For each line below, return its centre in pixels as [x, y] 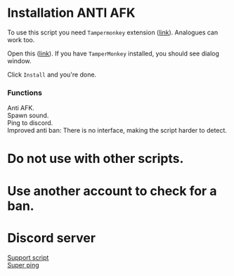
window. [19, 60]
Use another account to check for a [112, 191]
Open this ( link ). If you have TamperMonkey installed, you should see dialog [113, 53]
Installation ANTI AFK [71, 13]
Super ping [24, 265]
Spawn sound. [28, 116]
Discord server [52, 238]
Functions [25, 93]
